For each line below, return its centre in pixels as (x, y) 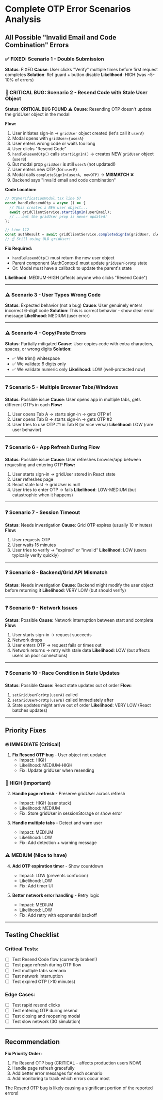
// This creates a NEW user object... (49, 207)
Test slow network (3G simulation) (46, 1021)
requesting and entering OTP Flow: (40, 465)
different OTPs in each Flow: (34, 404)
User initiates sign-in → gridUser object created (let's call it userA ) (78, 133)
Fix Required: (19, 248)
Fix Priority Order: (24, 1054)
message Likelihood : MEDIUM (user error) (48, 316)
